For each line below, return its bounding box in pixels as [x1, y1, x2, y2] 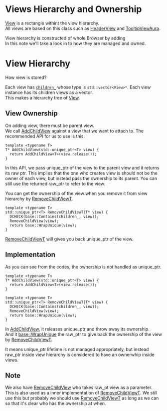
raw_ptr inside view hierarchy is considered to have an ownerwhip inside [5, 351, 155, 357]
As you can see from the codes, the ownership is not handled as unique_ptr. [5, 263, 162, 269]
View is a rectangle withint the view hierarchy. [5, 20, 100, 26]
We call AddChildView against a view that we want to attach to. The [5, 127, 144, 133]
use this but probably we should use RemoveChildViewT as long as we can [5, 395, 159, 401]
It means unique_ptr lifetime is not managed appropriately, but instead [5, 346, 149, 352]
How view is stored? [5, 74, 47, 80]
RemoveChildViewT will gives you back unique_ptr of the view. [5, 236, 134, 242]
